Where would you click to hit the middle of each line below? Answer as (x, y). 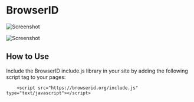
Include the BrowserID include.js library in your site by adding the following (97, 71)
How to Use (28, 57)
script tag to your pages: (36, 77)
